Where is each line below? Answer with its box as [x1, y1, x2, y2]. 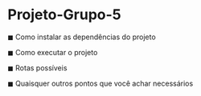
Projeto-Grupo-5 [7, 6, 121, 24]
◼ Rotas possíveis [7, 62, 68, 73]
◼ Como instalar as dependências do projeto [7, 32, 156, 42]
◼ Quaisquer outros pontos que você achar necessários [7, 78, 194, 88]
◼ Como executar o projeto [7, 47, 98, 57]
